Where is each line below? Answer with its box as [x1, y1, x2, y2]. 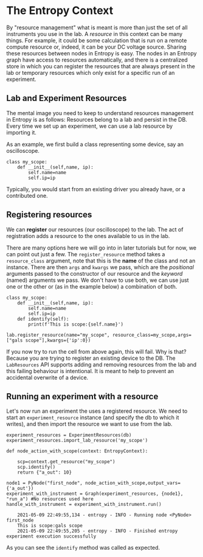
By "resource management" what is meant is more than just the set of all [6, 24, 188, 31]
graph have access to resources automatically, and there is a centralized [6, 56, 188, 63]
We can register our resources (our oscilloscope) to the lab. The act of [6, 226, 184, 233]
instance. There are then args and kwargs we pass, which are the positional [6, 263, 194, 271]
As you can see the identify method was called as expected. [6, 544, 160, 552]
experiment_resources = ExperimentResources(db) [6, 432, 132, 438]
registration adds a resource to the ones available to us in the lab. [6, 232, 170, 239]
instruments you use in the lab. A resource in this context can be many [6, 30, 183, 37]
